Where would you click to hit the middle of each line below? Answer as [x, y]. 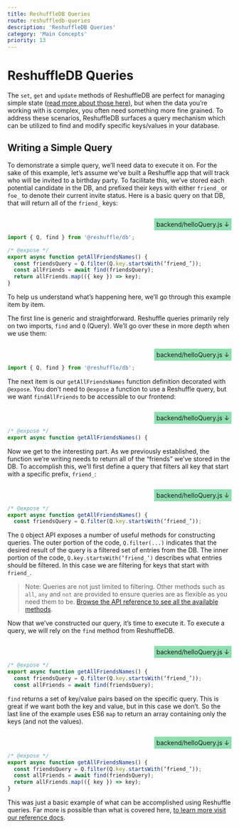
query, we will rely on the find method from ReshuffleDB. [91, 631]
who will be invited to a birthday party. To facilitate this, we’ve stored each [116, 180]
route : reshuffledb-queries [49, 21]
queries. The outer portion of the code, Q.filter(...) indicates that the [112, 543]
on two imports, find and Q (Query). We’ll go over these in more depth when [118, 326]
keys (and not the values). [46, 721]
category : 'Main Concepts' [47, 34]
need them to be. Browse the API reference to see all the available [121, 602]
